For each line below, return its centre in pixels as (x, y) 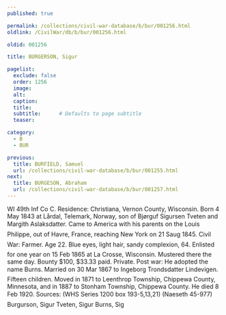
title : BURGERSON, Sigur (42, 57)
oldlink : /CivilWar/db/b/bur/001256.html (67, 32)
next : (15, 177)
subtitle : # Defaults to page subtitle (77, 114)
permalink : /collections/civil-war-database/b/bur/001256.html (99, 26)
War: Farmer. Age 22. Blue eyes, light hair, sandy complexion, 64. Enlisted (111, 244)
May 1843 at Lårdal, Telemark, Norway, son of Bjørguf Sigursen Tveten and (113, 216)
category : (21, 133)
